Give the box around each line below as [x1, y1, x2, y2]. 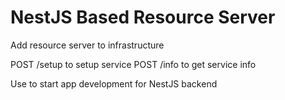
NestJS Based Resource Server [10, 6, 276, 29]
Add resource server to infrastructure [10, 39, 165, 51]
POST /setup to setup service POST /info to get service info [10, 58, 257, 70]
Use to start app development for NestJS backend [10, 77, 218, 90]
